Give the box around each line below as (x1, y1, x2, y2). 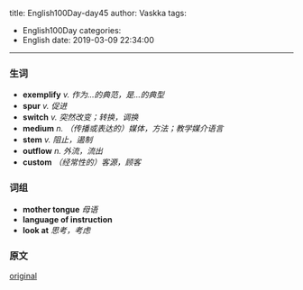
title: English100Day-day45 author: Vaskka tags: (9, 8, 188, 18)
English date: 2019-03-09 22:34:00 (22, 35, 155, 45)
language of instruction (22, 213, 113, 224)
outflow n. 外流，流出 (22, 146, 104, 157)
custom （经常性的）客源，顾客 (22, 157, 142, 168)
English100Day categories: (22, 25, 122, 35)
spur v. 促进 (22, 101, 68, 112)
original (9, 270, 38, 281)
